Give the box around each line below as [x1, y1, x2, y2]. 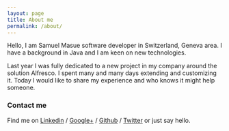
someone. [7, 83, 36, 92]
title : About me [7, 16, 53, 23]
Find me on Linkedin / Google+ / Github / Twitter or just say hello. [7, 116, 191, 124]
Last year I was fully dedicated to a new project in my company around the [7, 62, 217, 70]
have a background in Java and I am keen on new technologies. [7, 48, 187, 57]
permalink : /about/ [7, 23, 63, 29]
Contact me [7, 100, 47, 110]
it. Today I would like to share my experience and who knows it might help [7, 76, 215, 85]
